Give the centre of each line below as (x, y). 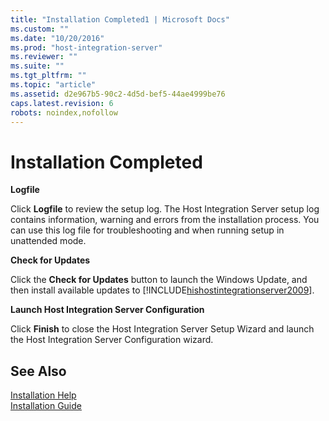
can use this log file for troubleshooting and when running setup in (147, 230)
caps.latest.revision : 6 (62, 103)
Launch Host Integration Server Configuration (107, 310)
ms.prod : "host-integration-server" (86, 47)
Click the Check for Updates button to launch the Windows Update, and (159, 280)
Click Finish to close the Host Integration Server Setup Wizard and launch (162, 329)
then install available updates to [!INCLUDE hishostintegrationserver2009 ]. (162, 290)
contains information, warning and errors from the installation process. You (165, 220)
